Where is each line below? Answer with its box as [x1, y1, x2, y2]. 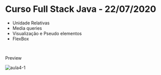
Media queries [12, 25, 42, 31]
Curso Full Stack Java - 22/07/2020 [5, 3, 157, 15]
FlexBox [12, 36, 29, 42]
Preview [5, 55, 22, 61]
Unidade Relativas [12, 20, 50, 26]
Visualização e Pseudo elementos [12, 30, 82, 36]
